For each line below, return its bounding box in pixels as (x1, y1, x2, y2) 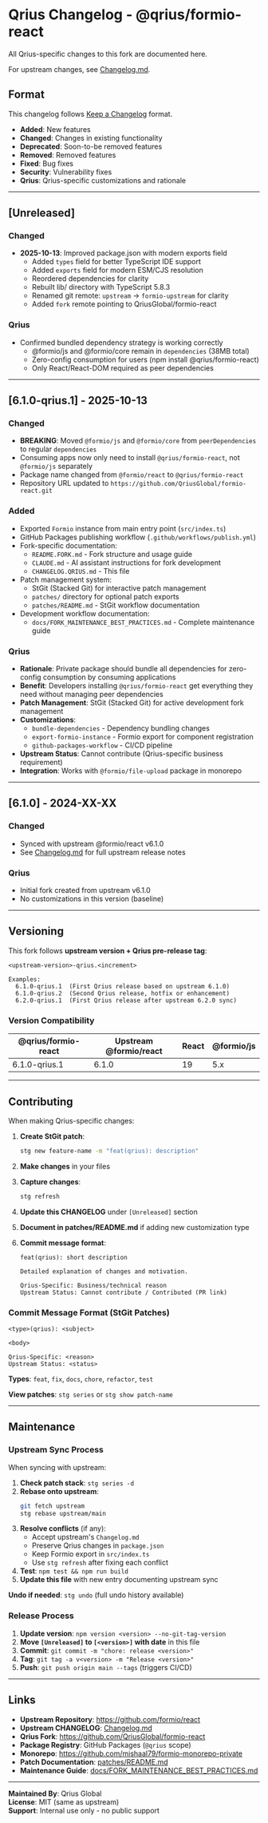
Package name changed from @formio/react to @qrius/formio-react (19, 470, 244, 479)
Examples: (8, 975, 41, 984)
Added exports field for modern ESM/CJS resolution (31, 266, 203, 275)
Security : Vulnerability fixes (19, 166, 112, 177)
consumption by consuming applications (42, 672, 176, 682)
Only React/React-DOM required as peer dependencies (31, 363, 214, 373)
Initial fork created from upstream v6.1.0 (19, 886, 152, 895)
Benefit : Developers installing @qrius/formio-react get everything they (19, 681, 254, 691)
